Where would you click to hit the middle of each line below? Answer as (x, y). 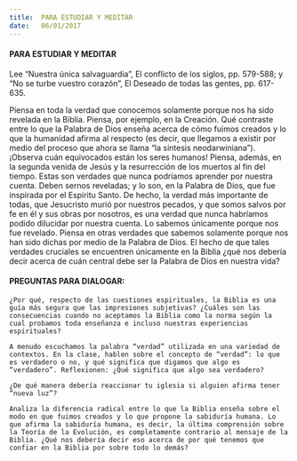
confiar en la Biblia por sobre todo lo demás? (99, 448)
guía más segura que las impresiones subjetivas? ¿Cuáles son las (135, 307)
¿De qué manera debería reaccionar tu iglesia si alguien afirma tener (144, 385)
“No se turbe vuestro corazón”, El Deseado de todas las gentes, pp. (132, 83)
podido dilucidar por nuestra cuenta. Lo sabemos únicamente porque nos (144, 223)
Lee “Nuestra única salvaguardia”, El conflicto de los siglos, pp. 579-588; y (146, 74)
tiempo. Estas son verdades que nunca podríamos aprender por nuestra (141, 176)
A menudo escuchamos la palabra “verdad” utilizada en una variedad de (144, 346)
